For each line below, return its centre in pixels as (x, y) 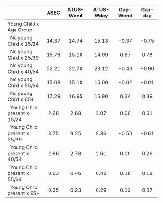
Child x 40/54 (23, 71)
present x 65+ (24, 193)
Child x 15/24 (23, 44)
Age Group (20, 30)
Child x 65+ (21, 100)
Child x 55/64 (23, 86)
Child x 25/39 (23, 58)
